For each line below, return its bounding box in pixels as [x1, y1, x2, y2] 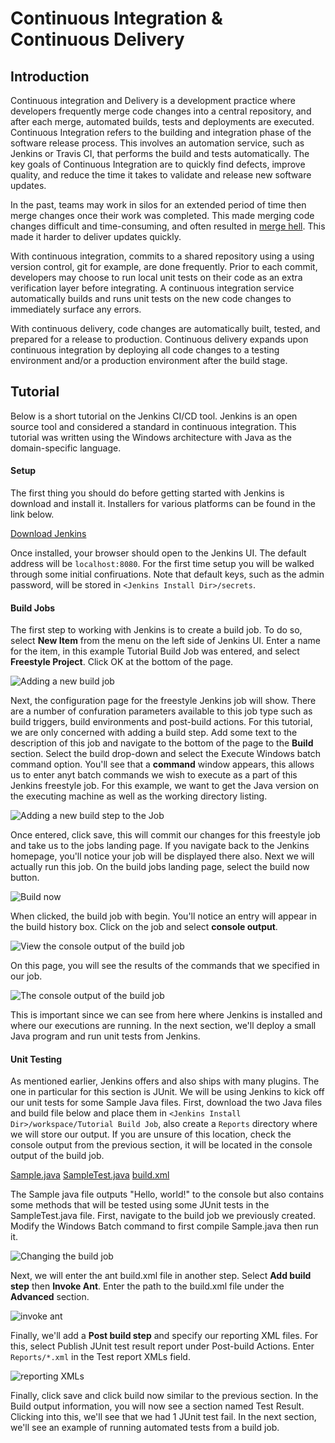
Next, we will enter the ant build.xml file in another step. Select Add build [10, 1270, 312, 1282]
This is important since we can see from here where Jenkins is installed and [10, 1009, 323, 1021]
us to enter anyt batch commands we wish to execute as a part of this [10, 769, 298, 781]
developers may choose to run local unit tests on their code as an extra [10, 272, 303, 283]
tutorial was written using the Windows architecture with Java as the [10, 431, 293, 443]
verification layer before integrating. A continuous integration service [10, 282, 295, 294]
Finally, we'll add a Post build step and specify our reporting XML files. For [10, 1330, 319, 1342]
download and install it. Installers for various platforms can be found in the [10, 498, 316, 510]
